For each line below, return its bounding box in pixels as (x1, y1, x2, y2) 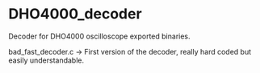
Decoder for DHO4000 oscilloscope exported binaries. (8, 31, 191, 41)
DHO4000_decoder (8, 5, 143, 23)
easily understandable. (8, 55, 85, 65)
